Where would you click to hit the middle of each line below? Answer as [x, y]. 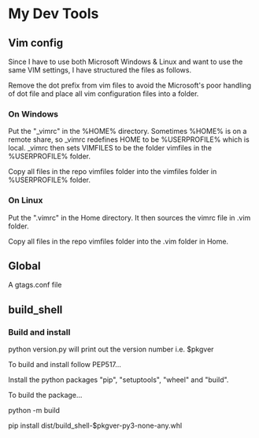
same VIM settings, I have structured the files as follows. [100, 70]
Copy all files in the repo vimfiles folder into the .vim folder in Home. [118, 241]
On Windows [33, 113]
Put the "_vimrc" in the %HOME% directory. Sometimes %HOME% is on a [128, 132]
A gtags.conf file [35, 285]
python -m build [34, 410]
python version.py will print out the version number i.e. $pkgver [111, 349]
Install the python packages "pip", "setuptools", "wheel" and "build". [118, 380]
